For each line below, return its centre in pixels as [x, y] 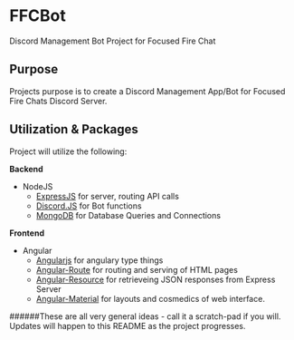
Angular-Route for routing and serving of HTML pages [137, 269]
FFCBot [38, 16]
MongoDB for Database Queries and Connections [128, 215]
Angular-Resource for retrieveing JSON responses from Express [156, 279]
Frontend [27, 233]
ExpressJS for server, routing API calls [107, 196]
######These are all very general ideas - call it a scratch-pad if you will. [145, 316]
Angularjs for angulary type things [100, 260]
